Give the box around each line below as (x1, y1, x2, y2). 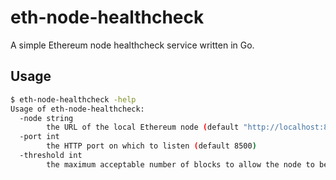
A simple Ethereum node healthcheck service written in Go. (10, 39, 255, 51)
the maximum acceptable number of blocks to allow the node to (46, 159, 315, 170)
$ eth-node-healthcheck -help (10, 94, 137, 105)
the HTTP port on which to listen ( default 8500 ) (46, 141, 257, 151)
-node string (19, 113, 74, 123)
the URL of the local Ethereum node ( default (46, 122, 240, 133)
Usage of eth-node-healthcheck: (10, 104, 145, 114)
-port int (19, 132, 60, 142)
